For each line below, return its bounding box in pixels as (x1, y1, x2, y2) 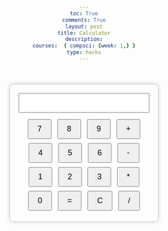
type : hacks (66, 49, 102, 56)
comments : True (61, 16, 107, 24)
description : (65, 36, 103, 43)
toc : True (69, 10, 99, 17)
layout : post (65, 23, 103, 30)
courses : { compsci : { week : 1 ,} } (32, 42, 136, 49)
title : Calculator (57, 29, 111, 36)
